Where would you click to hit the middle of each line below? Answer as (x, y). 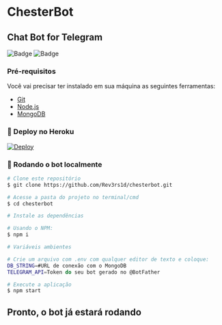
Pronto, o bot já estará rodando (74, 312)
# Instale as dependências (45, 216)
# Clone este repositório (44, 179)
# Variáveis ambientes (39, 247)
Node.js (28, 107)
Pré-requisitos (31, 71)
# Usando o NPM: (30, 229)
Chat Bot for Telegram (55, 37)
